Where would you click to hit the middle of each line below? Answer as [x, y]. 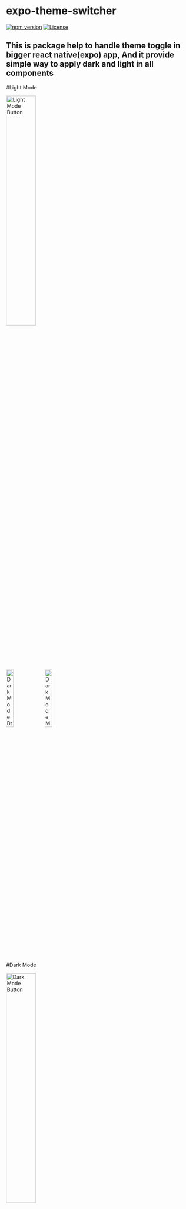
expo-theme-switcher [61, 11]
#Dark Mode [21, 965]
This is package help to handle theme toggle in [93, 46]
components [30, 73]
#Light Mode [21, 87]
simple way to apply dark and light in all [80, 64]
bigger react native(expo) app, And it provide [90, 55]
